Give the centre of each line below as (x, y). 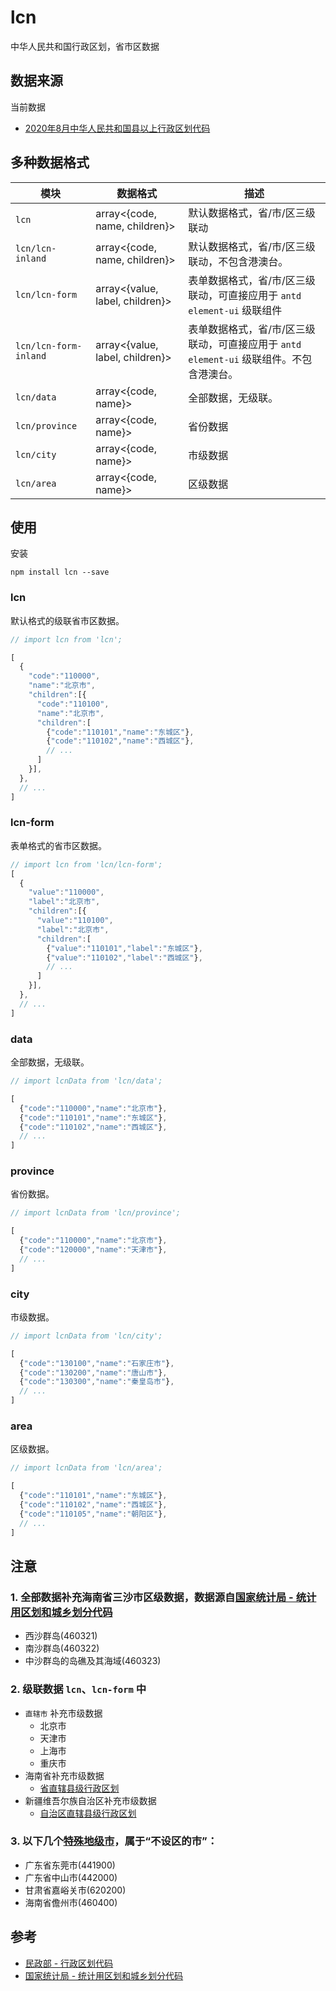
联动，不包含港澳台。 (238, 261)
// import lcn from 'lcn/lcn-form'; (86, 864)
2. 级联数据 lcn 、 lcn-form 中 (78, 1689)
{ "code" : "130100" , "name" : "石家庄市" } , (97, 1363)
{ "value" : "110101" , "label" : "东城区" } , (124, 948)
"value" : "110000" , (66, 892)
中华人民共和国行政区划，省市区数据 (85, 46)
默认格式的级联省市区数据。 (67, 620)
